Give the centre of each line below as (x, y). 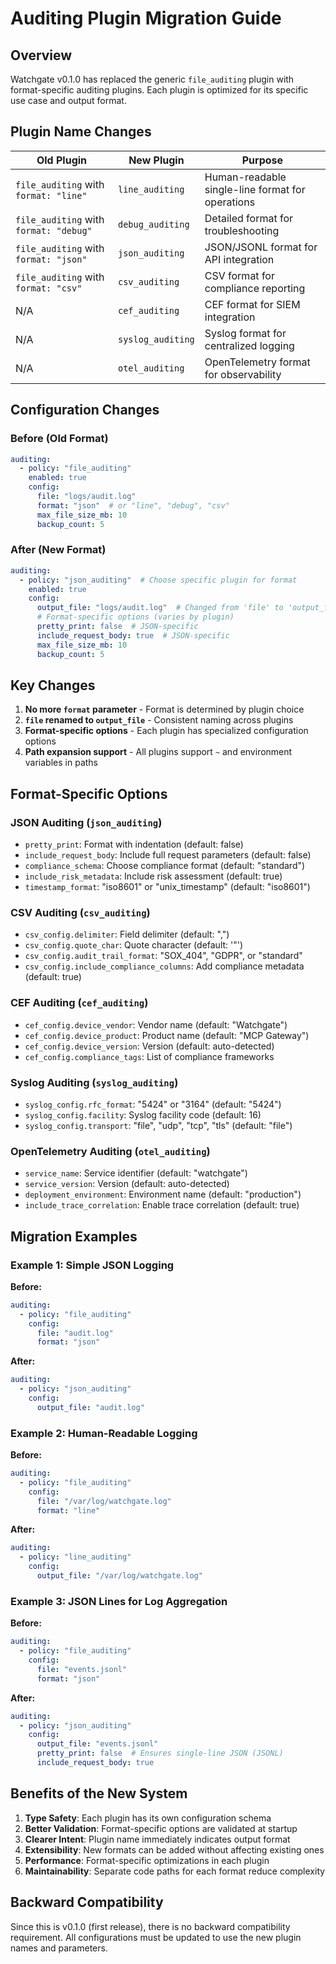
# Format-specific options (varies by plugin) (135, 617)
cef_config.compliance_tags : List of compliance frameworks (149, 1056)
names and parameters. (59, 1948)
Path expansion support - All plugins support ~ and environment (158, 752)
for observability (243, 374)
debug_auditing (153, 224)
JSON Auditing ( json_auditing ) (86, 822)
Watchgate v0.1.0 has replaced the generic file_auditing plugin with (152, 79)
